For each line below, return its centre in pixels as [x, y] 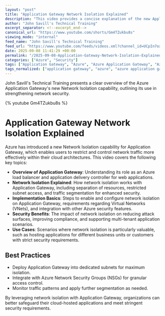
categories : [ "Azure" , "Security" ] [41, 60]
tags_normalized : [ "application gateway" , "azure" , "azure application [80, 69]
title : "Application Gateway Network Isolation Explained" [67, 14]
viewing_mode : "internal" [31, 37]
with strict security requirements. [46, 240]
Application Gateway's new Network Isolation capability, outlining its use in [81, 88]
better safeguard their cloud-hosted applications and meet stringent [74, 303]
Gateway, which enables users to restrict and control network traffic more [80, 152]
